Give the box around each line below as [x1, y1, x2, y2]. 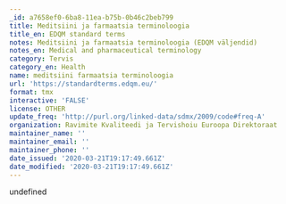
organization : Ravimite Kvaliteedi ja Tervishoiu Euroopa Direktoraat [9, 121, 278, 130]
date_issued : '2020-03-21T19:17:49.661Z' [9, 153, 166, 163]
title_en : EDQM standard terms [9, 29, 126, 38]
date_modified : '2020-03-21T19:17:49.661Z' [9, 162, 174, 171]
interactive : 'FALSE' [9, 95, 90, 105]
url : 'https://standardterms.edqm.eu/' [9, 79, 158, 88]
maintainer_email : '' [9, 137, 90, 146]
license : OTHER [9, 104, 66, 113]
